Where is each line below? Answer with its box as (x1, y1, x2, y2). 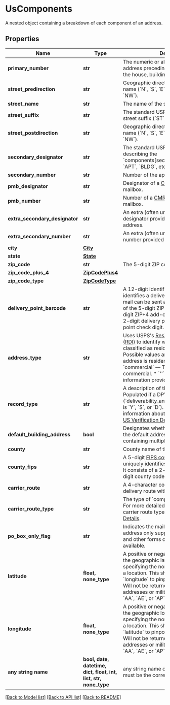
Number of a (123, 194, 153, 201)
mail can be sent (123, 298, 162, 305)
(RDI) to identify (123, 338, 161, 345)
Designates (123, 425, 150, 432)
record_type (8, 400, 38, 407)
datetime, (82, 662, 107, 669)
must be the (123, 671, 152, 679)
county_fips (8, 463, 37, 470)
